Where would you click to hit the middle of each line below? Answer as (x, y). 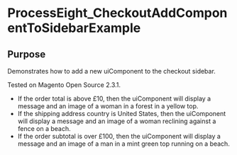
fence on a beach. (44, 128)
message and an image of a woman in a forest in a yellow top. (108, 106)
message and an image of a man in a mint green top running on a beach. (124, 144)
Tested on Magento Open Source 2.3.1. (64, 85)
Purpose (27, 54)
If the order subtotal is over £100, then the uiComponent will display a (119, 136)
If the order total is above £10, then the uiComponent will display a (114, 98)
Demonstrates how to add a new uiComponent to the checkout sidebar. (112, 71)
